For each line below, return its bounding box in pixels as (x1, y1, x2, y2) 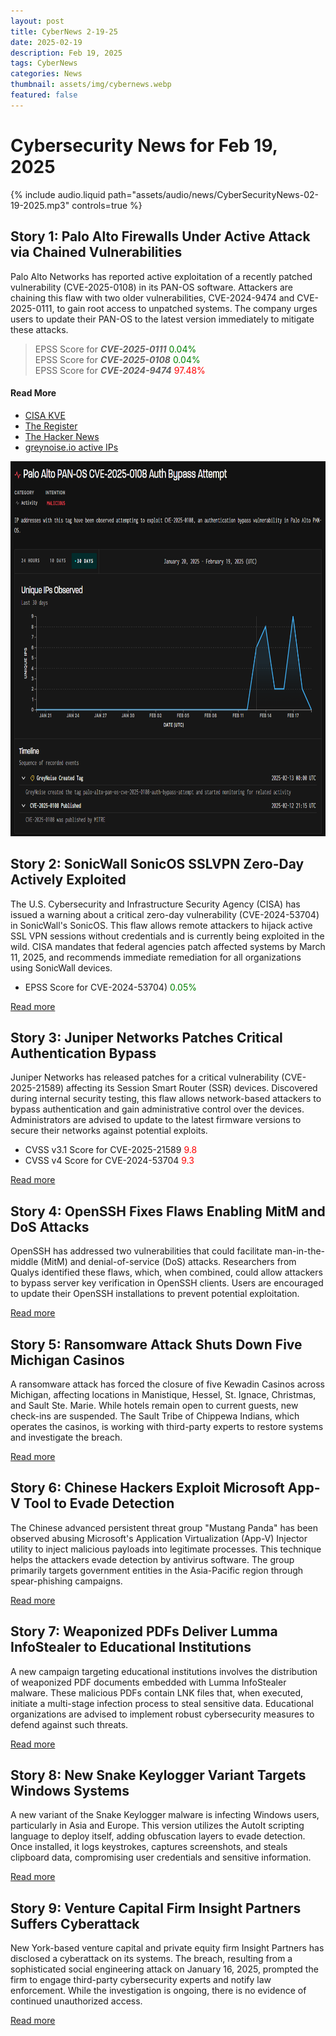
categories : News (10, 69, 83, 79)
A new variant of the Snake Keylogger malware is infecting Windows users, (10, 1809, 320, 1821)
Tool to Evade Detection (23, 1495, 175, 1512)
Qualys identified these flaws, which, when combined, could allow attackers (10, 1266, 323, 1279)
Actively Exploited (10, 871, 127, 889)
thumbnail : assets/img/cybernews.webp (10, 80, 172, 90)
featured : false (10, 90, 78, 100)
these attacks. (10, 323, 69, 335)
